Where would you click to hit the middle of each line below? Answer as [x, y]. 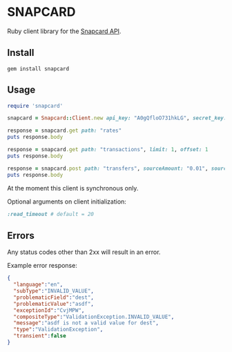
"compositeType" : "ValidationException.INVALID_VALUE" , [94, 317]
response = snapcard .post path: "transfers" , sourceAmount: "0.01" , [108, 168]
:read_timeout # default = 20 [51, 214]
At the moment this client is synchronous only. [73, 188]
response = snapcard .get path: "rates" [65, 131]
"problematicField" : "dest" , [54, 297]
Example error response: [42, 266]
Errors [21, 235]
